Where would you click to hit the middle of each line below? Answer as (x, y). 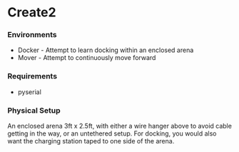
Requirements (32, 76)
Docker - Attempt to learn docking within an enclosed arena (106, 50)
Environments (32, 35)
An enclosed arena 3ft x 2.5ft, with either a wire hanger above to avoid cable (119, 126)
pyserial (29, 92)
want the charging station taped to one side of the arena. (91, 141)
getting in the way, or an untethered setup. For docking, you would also (112, 133)
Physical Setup (34, 110)
